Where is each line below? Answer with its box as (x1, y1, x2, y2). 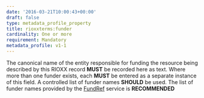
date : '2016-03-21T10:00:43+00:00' (6, 8, 97, 15)
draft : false (6, 15, 40, 21)
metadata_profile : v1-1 (6, 43, 67, 49)
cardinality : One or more (6, 31, 72, 38)
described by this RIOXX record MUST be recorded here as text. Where (6, 65, 186, 73)
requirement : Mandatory (6, 37, 67, 43)
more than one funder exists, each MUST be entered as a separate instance (6, 72, 197, 79)
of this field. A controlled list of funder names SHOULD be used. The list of (6, 78, 194, 85)
